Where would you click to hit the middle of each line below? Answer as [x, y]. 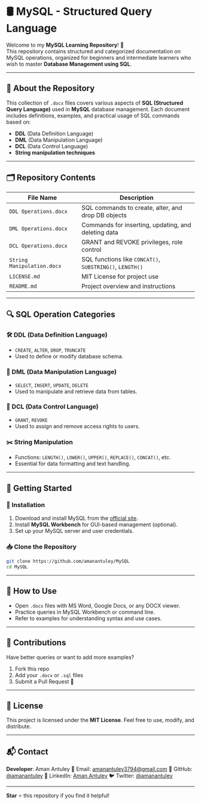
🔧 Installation [26, 505]
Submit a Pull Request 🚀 [44, 681]
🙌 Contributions [36, 643]
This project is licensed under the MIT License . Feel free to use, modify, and [100, 720]
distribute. [19, 727]
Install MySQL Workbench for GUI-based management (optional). [96, 525]
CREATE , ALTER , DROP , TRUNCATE [50, 350]
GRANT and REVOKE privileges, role [132, 242]
